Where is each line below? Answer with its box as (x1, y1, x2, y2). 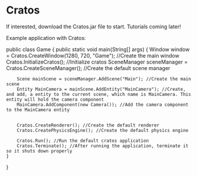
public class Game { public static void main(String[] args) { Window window (6, 45, 190, 53)
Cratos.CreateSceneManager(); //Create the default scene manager (6, 64, 170, 71)
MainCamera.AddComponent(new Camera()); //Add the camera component (17, 101, 189, 108)
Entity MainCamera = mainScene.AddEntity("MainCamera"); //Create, (17, 86, 186, 92)
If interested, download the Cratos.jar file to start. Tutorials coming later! (6, 23, 181, 30)
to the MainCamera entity (6, 107, 70, 112)
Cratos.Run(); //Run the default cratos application (17, 138, 149, 144)
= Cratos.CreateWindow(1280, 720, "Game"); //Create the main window (6, 52, 180, 59)
